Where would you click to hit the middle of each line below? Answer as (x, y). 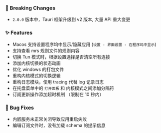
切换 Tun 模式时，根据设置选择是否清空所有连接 (61, 56)
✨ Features (19, 33)
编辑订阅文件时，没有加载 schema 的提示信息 (59, 125)
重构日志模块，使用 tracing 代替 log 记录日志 (58, 81)
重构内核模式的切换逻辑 (36, 75)
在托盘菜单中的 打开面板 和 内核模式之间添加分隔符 (63, 88)
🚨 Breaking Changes (30, 8)
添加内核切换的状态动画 (36, 63)
